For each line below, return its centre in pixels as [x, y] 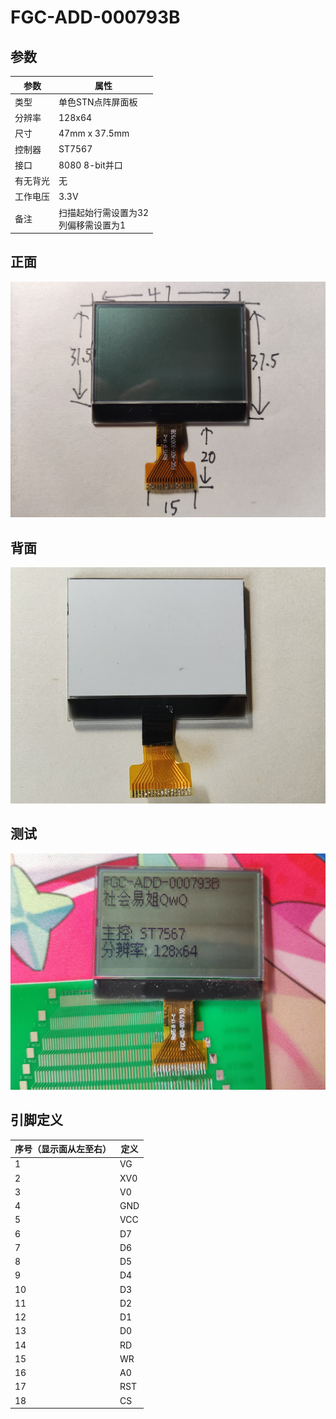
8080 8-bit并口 [90, 165]
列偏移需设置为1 [92, 225]
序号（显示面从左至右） [63, 1149]
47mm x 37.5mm [94, 133]
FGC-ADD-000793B [95, 17]
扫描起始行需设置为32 [104, 212]
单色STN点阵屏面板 [98, 102]
